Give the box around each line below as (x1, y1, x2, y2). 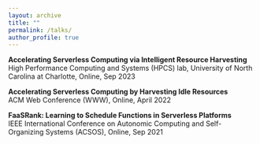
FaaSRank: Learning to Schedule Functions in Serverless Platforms (8, 111, 232, 120)
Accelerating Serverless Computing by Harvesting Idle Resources (8, 87, 228, 97)
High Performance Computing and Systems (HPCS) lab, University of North (8, 64, 253, 73)
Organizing (8, 127, 44, 137)
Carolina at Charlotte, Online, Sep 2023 (8, 72, 136, 81)
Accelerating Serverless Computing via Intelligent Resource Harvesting (8, 55, 247, 65)
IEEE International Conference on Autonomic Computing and (8, 119, 205, 128)
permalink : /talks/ (8, 26, 72, 34)
